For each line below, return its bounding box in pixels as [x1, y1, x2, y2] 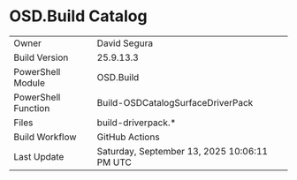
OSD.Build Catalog [9, 6, 148, 26]
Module [13, 77, 46, 89]
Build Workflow [13, 131, 77, 143]
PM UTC [96, 156, 133, 169]
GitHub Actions [96, 131, 161, 143]
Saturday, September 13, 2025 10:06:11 [96, 145, 268, 157]
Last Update [13, 150, 65, 162]
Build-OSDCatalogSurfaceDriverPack [96, 96, 254, 109]
